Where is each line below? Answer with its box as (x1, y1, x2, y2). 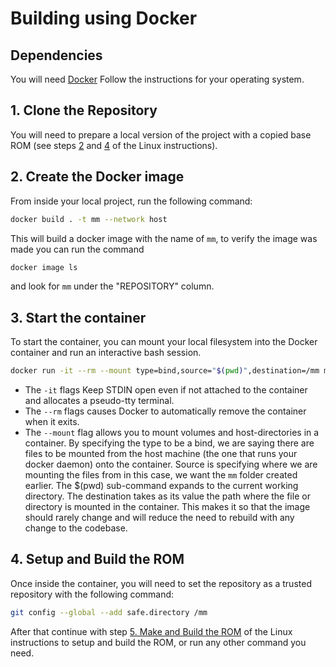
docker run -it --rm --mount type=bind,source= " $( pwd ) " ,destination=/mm (10, 366, 320, 376)
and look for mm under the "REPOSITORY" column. (10, 280, 215, 292)
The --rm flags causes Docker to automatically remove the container (24, 405, 307, 417)
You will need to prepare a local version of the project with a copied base (10, 128, 312, 141)
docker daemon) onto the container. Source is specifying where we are (24, 458, 318, 471)
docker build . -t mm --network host (10, 214, 168, 224)
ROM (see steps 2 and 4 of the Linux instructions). (10, 139, 218, 151)
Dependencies (10, 47, 103, 64)
